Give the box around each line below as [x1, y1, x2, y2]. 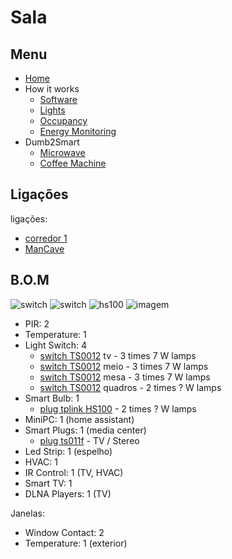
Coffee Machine [39, 157, 107, 169]
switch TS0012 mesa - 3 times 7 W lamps [39, 371, 211, 383]
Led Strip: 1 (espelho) [24, 445, 113, 457]
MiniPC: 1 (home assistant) [24, 413, 135, 425]
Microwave [39, 147, 86, 158]
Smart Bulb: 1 [24, 392, 80, 404]
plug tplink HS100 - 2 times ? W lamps [39, 402, 197, 415]
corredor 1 [24, 232, 68, 244]
